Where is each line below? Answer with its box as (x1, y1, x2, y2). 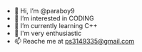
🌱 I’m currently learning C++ (14, 22, 98, 30)
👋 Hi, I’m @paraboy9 (14, 7, 75, 15)
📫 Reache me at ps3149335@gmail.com (14, 37, 135, 45)
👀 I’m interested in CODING (14, 14, 94, 22)
